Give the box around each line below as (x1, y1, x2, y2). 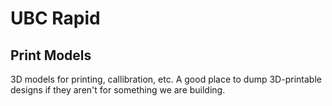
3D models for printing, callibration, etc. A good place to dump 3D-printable (10, 73, 322, 85)
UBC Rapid (10, 7, 101, 30)
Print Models (10, 47, 92, 64)
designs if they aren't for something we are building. (10, 84, 226, 96)
